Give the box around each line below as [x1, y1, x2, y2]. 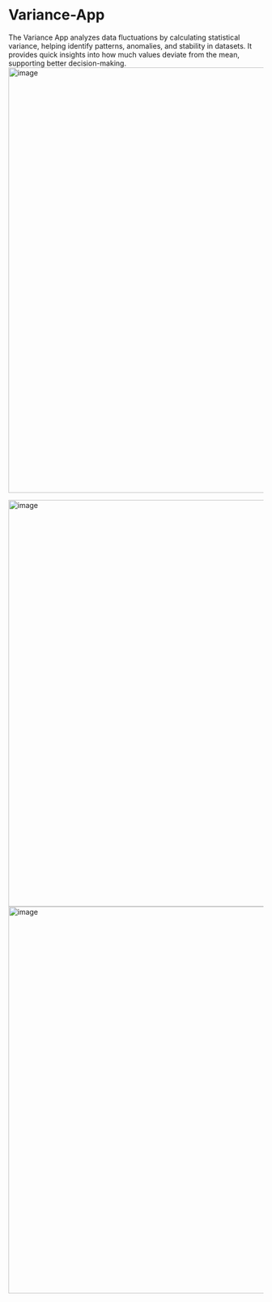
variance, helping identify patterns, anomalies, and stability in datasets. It [8, 41, 253, 50]
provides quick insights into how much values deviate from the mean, [8, 49, 240, 59]
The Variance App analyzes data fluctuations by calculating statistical [8, 32, 240, 42]
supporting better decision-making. [8, 58, 127, 68]
